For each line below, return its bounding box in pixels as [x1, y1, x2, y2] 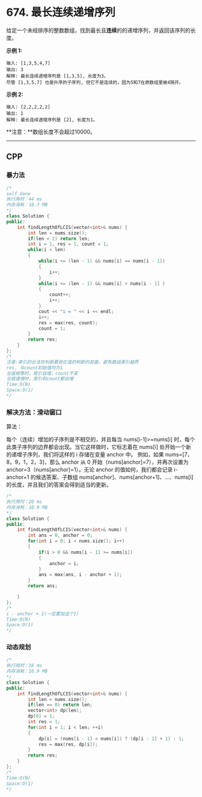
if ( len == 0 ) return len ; [28, 702, 93, 708]
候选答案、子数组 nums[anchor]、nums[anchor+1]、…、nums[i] [35, 473, 194, 481]
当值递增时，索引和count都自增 [6, 376, 74, 382]
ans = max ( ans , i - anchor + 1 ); [38, 572, 122, 578]
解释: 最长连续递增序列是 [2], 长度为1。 [6, 117, 98, 123]
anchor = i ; [49, 560, 79, 566]
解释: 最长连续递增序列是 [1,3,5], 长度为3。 [6, 73, 109, 79]
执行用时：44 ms [6, 196, 43, 202]
